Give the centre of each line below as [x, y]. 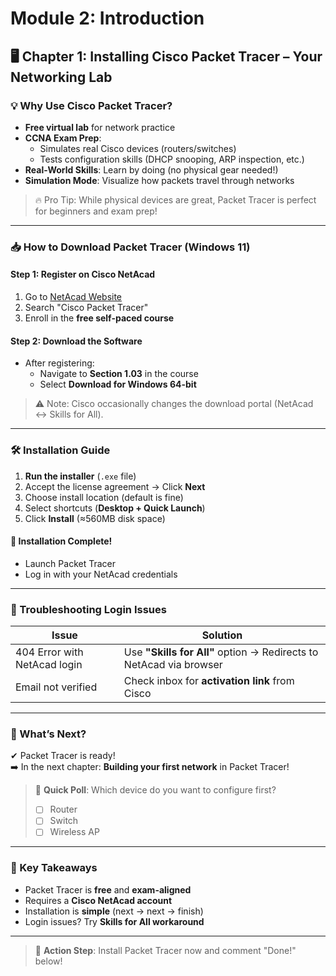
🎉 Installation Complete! [61, 541]
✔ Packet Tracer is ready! [63, 756]
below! [48, 961]
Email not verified [56, 687]
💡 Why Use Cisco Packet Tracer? [91, 105]
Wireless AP [74, 832]
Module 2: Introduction [107, 18]
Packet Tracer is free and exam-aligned [108, 889]
